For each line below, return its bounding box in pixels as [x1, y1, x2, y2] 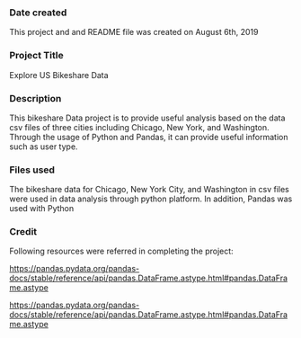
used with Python [9, 203, 75, 214]
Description [9, 92, 62, 104]
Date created [9, 6, 67, 19]
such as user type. [9, 141, 78, 152]
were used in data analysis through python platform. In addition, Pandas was [9, 193, 293, 204]
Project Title [9, 49, 65, 62]
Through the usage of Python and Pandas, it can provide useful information [9, 131, 288, 142]
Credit [9, 226, 38, 238]
